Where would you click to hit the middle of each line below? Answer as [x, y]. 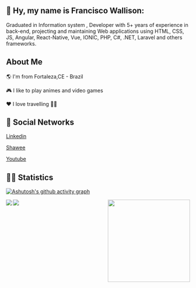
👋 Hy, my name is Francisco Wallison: [75, 11]
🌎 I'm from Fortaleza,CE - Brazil [45, 76]
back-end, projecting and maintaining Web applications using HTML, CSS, [95, 31]
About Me [24, 62]
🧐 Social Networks [40, 123]
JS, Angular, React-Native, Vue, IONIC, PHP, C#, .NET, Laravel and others [94, 37]
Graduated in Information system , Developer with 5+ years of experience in [97, 25]
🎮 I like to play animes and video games [55, 90]
